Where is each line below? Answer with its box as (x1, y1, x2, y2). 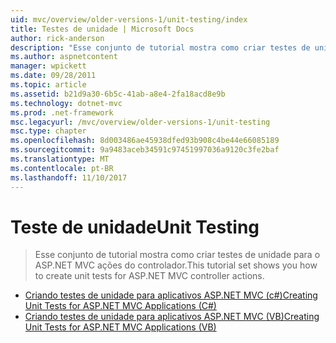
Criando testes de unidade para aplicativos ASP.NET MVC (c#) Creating (24, 289, 318, 301)
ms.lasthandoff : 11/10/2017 (10, 172, 128, 183)
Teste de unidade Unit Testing (10, 216, 260, 238)
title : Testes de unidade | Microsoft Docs (10, 24, 195, 34)
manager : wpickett (10, 61, 87, 71)
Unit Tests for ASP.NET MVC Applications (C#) (24, 300, 217, 312)
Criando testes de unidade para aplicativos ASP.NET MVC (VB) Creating (24, 311, 320, 323)
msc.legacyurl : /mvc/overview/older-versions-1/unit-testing (10, 117, 271, 127)
